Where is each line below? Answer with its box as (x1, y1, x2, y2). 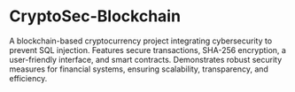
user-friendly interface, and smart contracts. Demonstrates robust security (9, 54, 283, 65)
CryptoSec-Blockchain (9, 6, 182, 27)
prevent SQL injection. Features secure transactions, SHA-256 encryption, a (9, 44, 286, 55)
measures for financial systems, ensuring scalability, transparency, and (9, 64, 268, 74)
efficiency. (9, 73, 48, 83)
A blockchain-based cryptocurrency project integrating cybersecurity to (9, 35, 273, 46)
